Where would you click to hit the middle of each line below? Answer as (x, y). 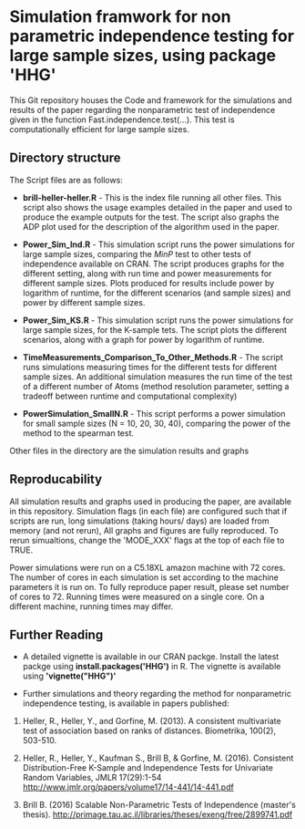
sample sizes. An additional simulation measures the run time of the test (158, 377)
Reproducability (56, 479)
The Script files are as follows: (66, 180)
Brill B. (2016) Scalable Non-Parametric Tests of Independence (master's (159, 805)
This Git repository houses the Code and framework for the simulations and (151, 100)
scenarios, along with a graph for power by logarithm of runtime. (144, 339)
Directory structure (65, 158)
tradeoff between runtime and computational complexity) (130, 396)
